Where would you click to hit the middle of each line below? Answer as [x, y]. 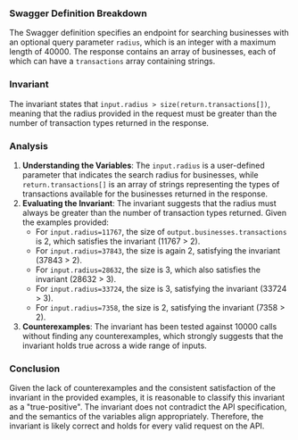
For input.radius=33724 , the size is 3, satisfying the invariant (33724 [161, 288]
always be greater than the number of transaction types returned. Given [154, 212]
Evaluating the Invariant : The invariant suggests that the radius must [149, 203]
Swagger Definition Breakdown [78, 13]
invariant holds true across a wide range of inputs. [114, 345]
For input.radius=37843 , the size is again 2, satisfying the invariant [158, 250]
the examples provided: [66, 222]
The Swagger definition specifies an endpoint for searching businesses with [149, 33]
